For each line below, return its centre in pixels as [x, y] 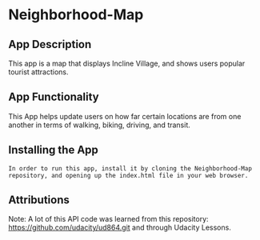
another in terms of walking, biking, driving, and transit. [99, 125]
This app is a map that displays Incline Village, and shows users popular [127, 63]
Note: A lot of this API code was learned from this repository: [109, 219]
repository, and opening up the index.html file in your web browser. [128, 175]
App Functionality [54, 97]
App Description [50, 44]
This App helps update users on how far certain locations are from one [125, 116]
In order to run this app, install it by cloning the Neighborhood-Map [130, 168]
